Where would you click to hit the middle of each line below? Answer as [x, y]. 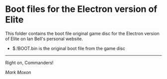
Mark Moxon [18, 72]
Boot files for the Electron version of [81, 9]
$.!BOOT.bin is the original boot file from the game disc [69, 48]
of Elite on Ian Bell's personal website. [44, 39]
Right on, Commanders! [29, 63]
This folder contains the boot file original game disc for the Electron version [83, 33]
